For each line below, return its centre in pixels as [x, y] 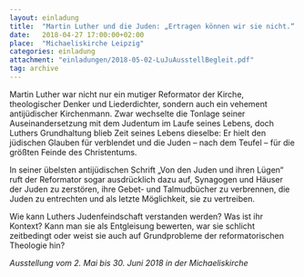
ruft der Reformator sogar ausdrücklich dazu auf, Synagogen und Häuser [147, 179]
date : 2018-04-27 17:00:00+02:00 [77, 35]
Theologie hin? [37, 245]
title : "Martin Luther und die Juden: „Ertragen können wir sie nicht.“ [152, 26]
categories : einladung [52, 52]
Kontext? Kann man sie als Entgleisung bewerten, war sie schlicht [132, 226]
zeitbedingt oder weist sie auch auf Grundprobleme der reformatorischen [147, 235]
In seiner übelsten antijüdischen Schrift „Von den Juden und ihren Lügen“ [147, 170]
